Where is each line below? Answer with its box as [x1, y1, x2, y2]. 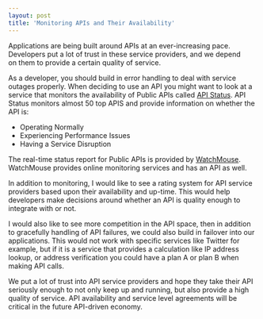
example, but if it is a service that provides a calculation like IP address [8, 244, 239, 254]
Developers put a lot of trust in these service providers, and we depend [8, 49, 242, 59]
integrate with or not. [8, 203, 77, 213]
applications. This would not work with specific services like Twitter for [8, 236, 240, 245]
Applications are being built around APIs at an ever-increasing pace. [8, 40, 231, 50]
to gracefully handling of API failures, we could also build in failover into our [8, 227, 255, 236]
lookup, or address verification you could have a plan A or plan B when [8, 252, 239, 262]
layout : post [8, 11, 51, 20]
